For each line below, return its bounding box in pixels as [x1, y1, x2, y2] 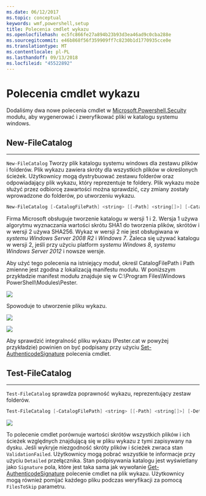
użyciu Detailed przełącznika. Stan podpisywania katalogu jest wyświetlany [6, 457, 198, 464]
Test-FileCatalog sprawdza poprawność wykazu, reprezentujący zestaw [6, 389, 191, 397]
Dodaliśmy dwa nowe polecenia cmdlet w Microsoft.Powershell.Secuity [6, 107, 187, 114]
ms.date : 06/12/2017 [6, 9, 59, 15]
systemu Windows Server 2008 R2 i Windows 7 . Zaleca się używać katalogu [6, 235, 200, 242]
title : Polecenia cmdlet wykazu [6, 26, 89, 32]
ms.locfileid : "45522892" [6, 60, 72, 66]
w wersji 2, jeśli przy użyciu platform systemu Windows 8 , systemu [6, 241, 176, 249]
